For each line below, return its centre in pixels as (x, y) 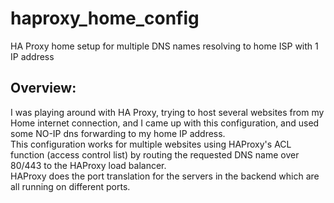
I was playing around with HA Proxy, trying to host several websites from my (167, 112)
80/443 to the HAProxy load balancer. (88, 165)
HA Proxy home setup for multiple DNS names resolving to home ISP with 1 (164, 46)
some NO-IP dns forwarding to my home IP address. (118, 133)
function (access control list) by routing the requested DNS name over (155, 154)
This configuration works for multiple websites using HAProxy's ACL (151, 144)
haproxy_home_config (105, 18)
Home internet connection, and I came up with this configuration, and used (165, 123)
